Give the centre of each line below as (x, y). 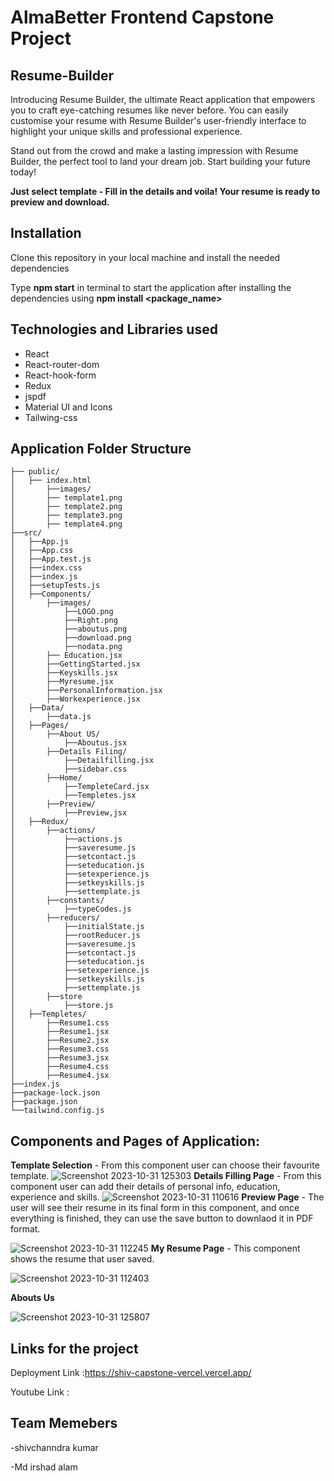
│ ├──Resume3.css (60, 1049)
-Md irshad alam (44, 1467)
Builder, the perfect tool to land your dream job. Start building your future (160, 161)
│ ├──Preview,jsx (69, 813)
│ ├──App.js (40, 542)
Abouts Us (32, 1298)
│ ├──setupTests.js (55, 586)
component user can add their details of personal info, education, (145, 1187)
